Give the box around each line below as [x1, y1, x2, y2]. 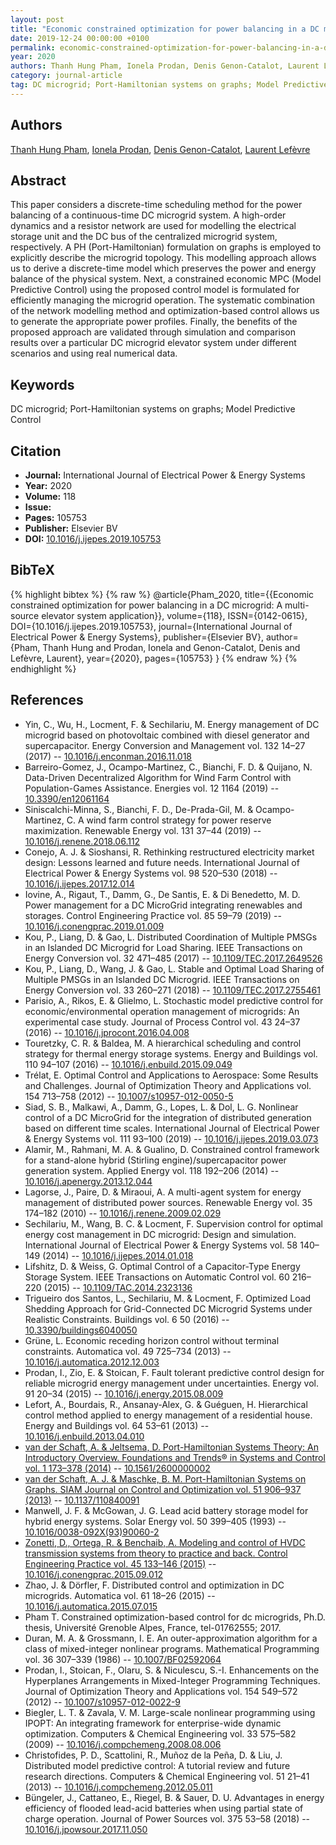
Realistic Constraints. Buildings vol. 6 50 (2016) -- [24, 1313, 230, 1325]
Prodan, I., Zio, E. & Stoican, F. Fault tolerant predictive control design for [24, 1366, 325, 1378]
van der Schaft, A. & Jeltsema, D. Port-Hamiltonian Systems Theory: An [24, 1441, 320, 1453]
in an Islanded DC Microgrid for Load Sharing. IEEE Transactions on [24, 941, 303, 953]
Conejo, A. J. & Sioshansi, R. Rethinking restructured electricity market [24, 846, 315, 858]
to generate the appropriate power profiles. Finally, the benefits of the [10, 316, 298, 328]
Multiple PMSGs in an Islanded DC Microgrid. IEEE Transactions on [24, 973, 300, 985]
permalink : [10, 42, 56, 53]
